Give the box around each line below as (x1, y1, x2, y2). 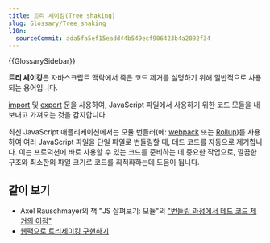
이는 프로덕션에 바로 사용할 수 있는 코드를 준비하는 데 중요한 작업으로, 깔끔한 (19, 147, 258, 157)
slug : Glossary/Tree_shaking (8, 19, 106, 27)
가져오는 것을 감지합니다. (29, 110, 108, 120)
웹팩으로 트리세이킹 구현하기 (19, 226, 110, 236)
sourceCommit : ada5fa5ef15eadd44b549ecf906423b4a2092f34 (15, 34, 211, 43)
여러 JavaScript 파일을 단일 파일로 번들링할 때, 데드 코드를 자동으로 (23, 138, 235, 147)
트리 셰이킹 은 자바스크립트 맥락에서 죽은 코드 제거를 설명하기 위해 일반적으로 (8, 73, 247, 83)
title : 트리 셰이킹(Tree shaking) (8, 11, 116, 20)
